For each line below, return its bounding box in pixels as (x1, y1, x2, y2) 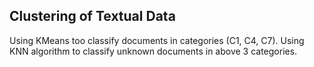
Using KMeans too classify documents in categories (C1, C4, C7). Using (9, 34, 305, 46)
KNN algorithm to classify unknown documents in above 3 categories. (9, 45, 298, 57)
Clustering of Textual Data (9, 8, 176, 25)
